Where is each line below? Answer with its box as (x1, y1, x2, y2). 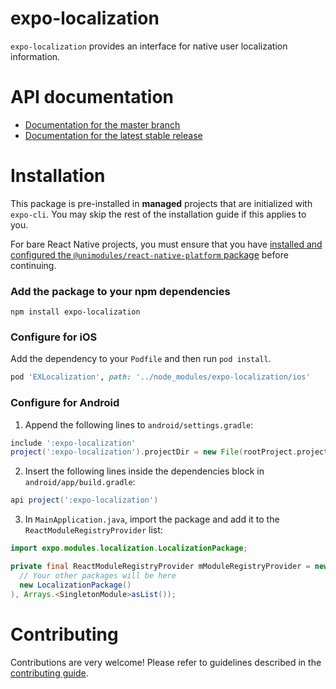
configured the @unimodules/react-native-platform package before (10, 248, 289, 261)
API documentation (10, 86, 175, 109)
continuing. (10, 259, 57, 271)
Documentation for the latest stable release (24, 129, 203, 141)
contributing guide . (10, 667, 89, 679)
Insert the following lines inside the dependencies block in (24, 465, 265, 477)
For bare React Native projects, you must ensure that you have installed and (10, 238, 323, 250)
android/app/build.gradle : (24, 476, 136, 488)
